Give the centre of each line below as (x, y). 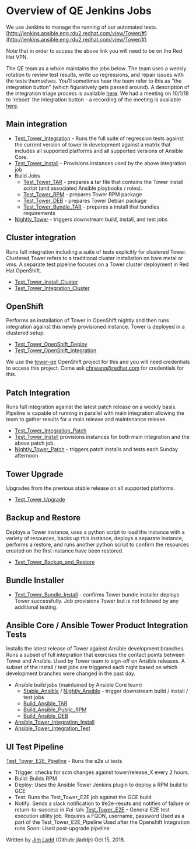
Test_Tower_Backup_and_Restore (55, 562)
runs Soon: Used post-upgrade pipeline (62, 828)
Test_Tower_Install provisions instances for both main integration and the (102, 437)
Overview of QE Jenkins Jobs (79, 11)
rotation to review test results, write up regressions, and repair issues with (95, 74)
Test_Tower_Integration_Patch (50, 431)
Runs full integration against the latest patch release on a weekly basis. (91, 407)
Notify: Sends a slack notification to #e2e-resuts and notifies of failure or (102, 803)
